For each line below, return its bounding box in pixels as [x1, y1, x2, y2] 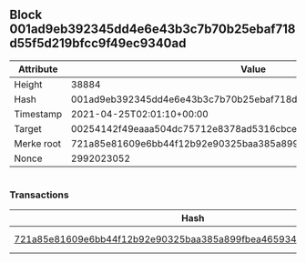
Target [14, 122, 43, 135]
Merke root [14, 137, 62, 149]
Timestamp [14, 107, 63, 120]
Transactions [9, 188, 70, 201]
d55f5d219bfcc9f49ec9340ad [9, 35, 187, 51]
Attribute [17, 63, 58, 76]
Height [14, 77, 43, 90]
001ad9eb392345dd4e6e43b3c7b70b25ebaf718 [9, 22, 296, 37]
